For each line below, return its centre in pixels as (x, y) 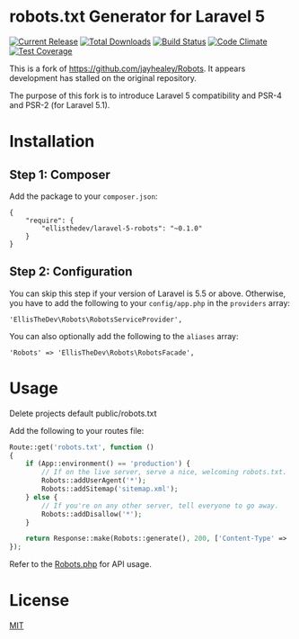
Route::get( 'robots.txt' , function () (82, 447)
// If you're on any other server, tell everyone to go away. (160, 506)
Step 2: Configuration (71, 272)
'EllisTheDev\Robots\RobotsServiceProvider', (96, 319)
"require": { (50, 220)
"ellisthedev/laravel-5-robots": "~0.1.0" (122, 228)
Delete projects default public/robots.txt (83, 413)
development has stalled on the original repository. (103, 77)
